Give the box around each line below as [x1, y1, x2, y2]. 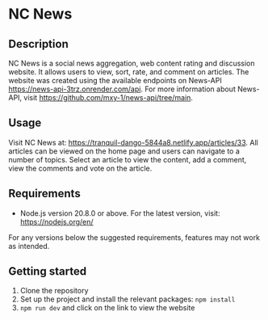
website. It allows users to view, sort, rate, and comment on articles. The [8, 67, 249, 77]
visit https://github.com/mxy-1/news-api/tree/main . [23, 93, 194, 102]
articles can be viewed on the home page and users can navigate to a [8, 146, 241, 156]
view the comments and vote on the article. [8, 163, 153, 173]
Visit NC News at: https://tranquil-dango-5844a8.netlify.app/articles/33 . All [8, 137, 258, 147]
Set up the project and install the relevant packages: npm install [19, 294, 236, 304]
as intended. [8, 241, 50, 251]
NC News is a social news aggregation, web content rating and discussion [8, 58, 256, 68]
